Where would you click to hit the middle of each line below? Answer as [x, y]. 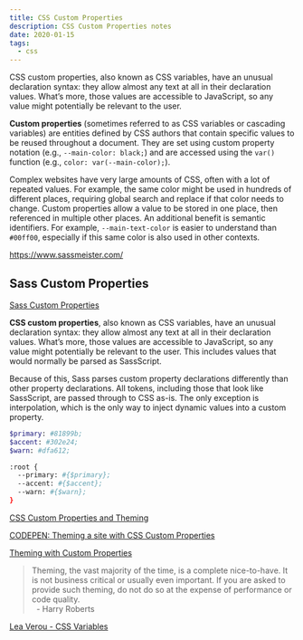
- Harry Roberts [65, 608]
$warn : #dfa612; [40, 450]
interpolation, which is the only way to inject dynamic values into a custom [148, 407]
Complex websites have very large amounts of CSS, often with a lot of [140, 180]
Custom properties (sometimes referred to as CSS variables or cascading [147, 124]
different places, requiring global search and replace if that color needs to [147, 199]
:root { [24, 467]
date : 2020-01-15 [42, 34]
